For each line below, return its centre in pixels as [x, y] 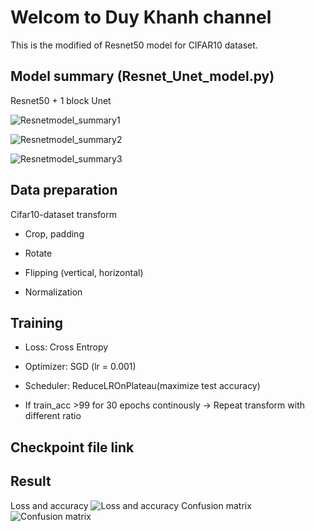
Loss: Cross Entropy [66, 347]
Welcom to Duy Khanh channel [141, 17]
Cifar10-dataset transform [63, 214]
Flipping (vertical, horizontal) [84, 272]
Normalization [53, 292]
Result [31, 481]
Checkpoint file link [72, 447]
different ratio [53, 416]
